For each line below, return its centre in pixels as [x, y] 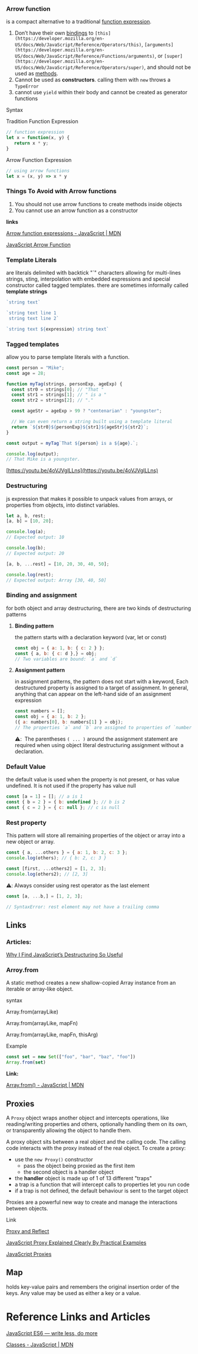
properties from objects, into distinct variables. [63, 505]
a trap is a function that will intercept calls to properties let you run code [102, 1184]
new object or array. [30, 842]
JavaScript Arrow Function [38, 245]
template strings [27, 292]
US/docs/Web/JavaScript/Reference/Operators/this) [78, 45]
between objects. [27, 1208]
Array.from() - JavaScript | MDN [45, 1085]
